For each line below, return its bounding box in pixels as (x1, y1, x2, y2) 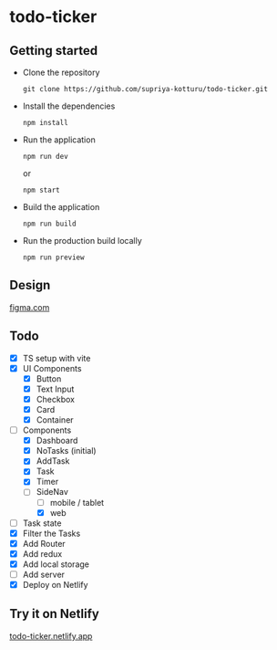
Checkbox (36, 393, 76, 404)
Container (36, 414, 75, 425)
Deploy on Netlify (22, 580, 88, 590)
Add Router (22, 538, 66, 549)
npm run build (22, 219, 77, 228)
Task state (22, 518, 62, 529)
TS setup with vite (22, 352, 91, 363)
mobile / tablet (49, 497, 105, 508)
